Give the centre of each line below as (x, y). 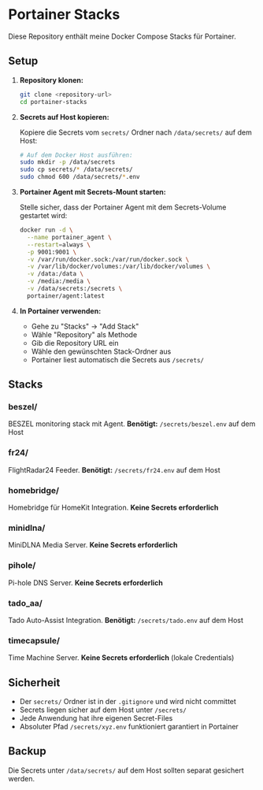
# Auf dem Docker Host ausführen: (76, 155)
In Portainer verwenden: (60, 311)
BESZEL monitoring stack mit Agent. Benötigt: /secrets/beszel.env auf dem (132, 424)
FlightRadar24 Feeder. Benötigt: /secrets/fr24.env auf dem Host (114, 469)
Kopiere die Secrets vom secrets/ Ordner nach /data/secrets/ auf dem (135, 132)
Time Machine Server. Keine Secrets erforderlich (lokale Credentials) (121, 658)
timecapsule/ (34, 640)
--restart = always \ (59, 245)
